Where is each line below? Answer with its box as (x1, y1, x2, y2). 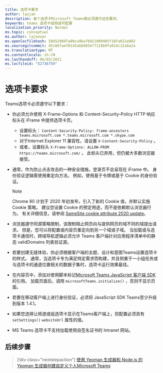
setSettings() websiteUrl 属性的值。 (12, 317, 86, 323)
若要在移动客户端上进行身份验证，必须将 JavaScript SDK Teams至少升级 (12, 295, 157, 301)
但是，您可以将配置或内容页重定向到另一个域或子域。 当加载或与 (21, 227, 151, 233)
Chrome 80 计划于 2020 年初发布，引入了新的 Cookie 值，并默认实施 (12, 198, 150, 204)
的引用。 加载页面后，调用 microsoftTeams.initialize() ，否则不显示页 (12, 278, 155, 284)
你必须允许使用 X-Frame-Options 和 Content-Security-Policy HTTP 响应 (12, 111, 155, 117)
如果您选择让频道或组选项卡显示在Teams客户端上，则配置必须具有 (12, 311, 145, 317)
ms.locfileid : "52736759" (5, 61, 57, 66)
